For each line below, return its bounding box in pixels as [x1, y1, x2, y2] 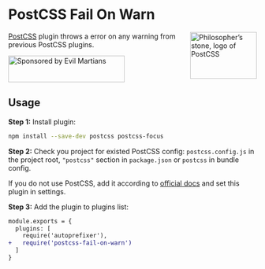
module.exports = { [8, 217, 73, 225]
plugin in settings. [8, 186, 66, 196]
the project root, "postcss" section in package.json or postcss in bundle [8, 155, 239, 164]
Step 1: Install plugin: [8, 116, 77, 127]
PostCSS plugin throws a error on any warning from [8, 31, 176, 41]
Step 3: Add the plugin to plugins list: [8, 202, 129, 212]
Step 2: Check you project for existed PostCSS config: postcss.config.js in [8, 146, 255, 156]
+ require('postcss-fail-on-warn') [8, 239, 132, 247]
